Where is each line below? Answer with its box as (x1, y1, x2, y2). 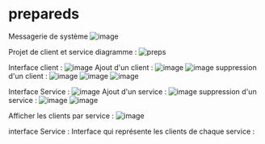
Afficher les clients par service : (8, 110, 115, 121)
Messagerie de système (8, 31, 89, 41)
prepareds (8, 5, 79, 23)
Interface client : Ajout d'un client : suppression (8, 62, 257, 72)
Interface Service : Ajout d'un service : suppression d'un (8, 86, 257, 97)
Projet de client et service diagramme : (8, 47, 137, 56)
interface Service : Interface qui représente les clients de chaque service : (8, 126, 255, 136)
